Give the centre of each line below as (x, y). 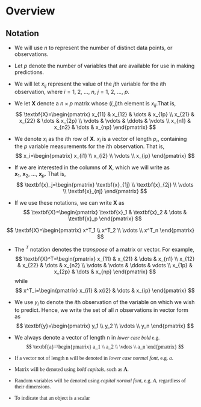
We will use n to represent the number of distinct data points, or (93, 48)
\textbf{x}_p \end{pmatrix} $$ (105, 219)
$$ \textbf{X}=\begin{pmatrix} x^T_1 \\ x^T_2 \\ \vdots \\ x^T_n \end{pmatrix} (100, 231)
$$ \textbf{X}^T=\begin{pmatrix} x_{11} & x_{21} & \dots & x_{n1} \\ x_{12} (105, 259)
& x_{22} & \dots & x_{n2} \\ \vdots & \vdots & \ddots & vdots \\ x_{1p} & (105, 265)
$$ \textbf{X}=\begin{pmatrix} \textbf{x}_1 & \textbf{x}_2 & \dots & (105, 213)
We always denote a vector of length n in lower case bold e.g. (87, 337)
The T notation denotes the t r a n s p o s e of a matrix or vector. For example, (104, 249)
